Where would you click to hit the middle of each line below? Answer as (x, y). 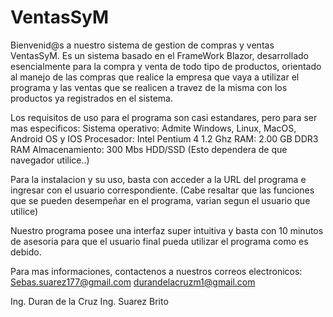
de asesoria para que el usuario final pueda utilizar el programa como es (159, 241)
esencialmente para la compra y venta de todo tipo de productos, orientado (166, 66)
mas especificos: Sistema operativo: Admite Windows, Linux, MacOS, (153, 128)
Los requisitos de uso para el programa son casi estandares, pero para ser (164, 117)
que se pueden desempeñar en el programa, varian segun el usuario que (160, 200)
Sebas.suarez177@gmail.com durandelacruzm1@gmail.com (133, 282)
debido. (26, 252)
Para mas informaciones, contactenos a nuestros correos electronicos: (156, 271)
